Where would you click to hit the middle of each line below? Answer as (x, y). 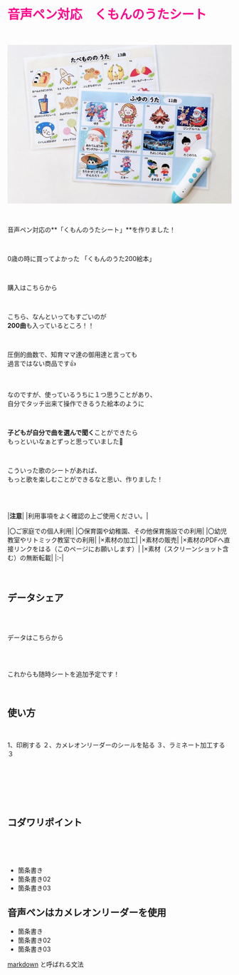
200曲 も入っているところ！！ (51, 326)
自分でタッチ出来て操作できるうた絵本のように (76, 404)
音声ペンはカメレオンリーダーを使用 (87, 913)
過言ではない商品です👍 (42, 364)
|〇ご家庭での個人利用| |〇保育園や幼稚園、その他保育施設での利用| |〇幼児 (117, 531)
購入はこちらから (32, 288)
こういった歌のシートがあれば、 (54, 471)
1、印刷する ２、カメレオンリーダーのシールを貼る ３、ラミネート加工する (116, 745)
